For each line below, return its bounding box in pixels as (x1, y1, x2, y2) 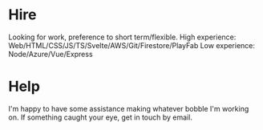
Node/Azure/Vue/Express (8, 49, 94, 59)
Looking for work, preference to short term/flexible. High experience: (8, 32, 237, 42)
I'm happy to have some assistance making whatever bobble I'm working (8, 104, 249, 113)
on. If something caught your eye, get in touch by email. (8, 112, 192, 122)
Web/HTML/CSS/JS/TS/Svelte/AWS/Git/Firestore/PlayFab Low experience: (8, 40, 255, 50)
